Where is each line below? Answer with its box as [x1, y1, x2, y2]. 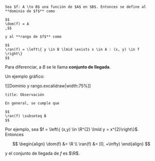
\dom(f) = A [5, 21, 29, 26]
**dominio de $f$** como [5, 9, 55, 14]
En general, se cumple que [5, 101, 60, 106]
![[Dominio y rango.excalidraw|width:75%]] [5, 83, 91, 89]
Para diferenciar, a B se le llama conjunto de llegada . [5, 64, 111, 70]
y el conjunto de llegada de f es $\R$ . [5, 150, 80, 156]
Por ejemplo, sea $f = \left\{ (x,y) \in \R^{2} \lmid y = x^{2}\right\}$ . [5, 126, 139, 132]
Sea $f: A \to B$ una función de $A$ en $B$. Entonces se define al [5, 4, 146, 9]
